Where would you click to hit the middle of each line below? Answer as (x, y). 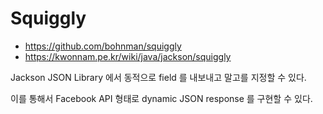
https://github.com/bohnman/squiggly (103, 46)
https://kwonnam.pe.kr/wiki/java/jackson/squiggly (128, 56)
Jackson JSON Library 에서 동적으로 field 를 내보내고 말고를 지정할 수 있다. (158, 77)
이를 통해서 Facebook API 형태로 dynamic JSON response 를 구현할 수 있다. (161, 98)
